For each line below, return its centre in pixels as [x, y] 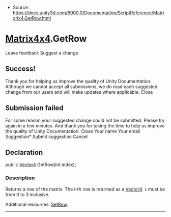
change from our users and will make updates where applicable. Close [79, 92]
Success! [20, 69]
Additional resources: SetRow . [37, 204]
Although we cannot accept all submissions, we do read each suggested [81, 87]
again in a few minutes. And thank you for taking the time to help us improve [85, 126]
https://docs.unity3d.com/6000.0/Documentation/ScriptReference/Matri [88, 13]
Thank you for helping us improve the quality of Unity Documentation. [78, 81]
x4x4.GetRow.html [32, 18]
